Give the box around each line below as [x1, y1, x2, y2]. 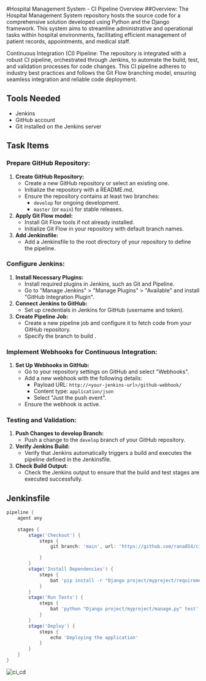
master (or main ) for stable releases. [33, 205, 124, 213]
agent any [17, 515, 43, 522]
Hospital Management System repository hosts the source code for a [6, 12, 181, 19]
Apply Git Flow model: [15, 211, 73, 219]
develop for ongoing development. [33, 199, 120, 206]
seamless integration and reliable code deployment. [6, 76, 137, 83]
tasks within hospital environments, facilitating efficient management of [6, 31, 187, 39]
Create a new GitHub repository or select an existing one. [24, 179, 170, 186]
